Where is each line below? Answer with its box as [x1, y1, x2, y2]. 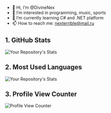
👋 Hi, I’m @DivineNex [12, 5, 55, 10]
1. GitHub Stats [5, 36, 51, 45]
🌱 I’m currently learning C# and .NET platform [12, 15, 104, 20]
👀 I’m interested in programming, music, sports [12, 10, 106, 16]
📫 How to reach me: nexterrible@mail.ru [12, 20, 94, 26]
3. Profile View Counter [5, 90, 77, 98]
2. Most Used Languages [5, 63, 82, 71]
